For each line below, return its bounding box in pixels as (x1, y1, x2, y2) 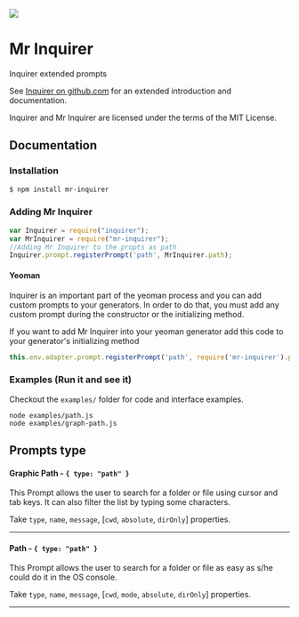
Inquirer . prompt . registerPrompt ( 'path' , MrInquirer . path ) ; (9, 251, 233, 260)
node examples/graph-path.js (9, 419, 117, 428)
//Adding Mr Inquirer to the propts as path (9, 243, 177, 252)
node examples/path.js (9, 411, 93, 420)
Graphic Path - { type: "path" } (9, 468, 130, 478)
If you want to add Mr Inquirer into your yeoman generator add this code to (9, 325, 284, 337)
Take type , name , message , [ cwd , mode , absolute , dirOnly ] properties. (9, 589, 252, 600)
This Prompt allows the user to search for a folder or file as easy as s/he (9, 563, 273, 573)
